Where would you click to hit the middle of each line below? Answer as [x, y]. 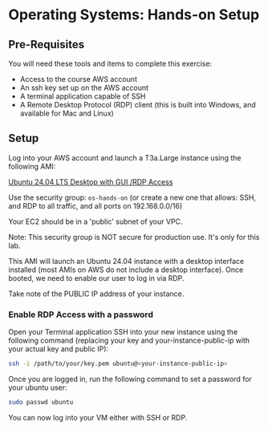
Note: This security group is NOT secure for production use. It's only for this [134, 237]
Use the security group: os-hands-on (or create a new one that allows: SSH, [132, 197]
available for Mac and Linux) [67, 113]
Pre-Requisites [47, 45]
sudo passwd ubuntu [41, 402]
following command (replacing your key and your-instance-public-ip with [129, 341]
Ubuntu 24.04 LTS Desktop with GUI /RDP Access [91, 181]
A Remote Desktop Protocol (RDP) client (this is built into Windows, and [138, 105]
